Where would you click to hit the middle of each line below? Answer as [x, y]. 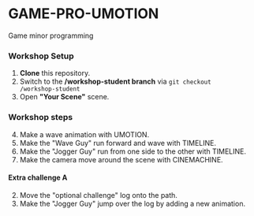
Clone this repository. [55, 73]
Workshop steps [41, 117]
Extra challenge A [38, 177]
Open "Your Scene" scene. [64, 97]
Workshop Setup [41, 56]
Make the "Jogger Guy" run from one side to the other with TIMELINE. [133, 151]
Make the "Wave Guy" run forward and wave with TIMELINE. [118, 143]
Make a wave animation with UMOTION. [84, 134]
